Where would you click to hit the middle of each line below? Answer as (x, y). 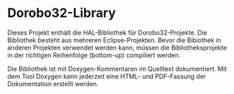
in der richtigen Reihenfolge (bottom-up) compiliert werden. (94, 55)
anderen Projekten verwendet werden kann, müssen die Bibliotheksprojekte (117, 47)
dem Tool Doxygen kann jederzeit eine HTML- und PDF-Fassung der (107, 76)
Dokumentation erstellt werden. (53, 83)
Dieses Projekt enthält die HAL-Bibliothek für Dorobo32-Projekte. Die (107, 33)
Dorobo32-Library (62, 13)
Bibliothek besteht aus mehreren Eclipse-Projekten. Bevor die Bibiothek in (114, 40)
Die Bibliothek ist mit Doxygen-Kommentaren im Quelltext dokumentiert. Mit (117, 69)
